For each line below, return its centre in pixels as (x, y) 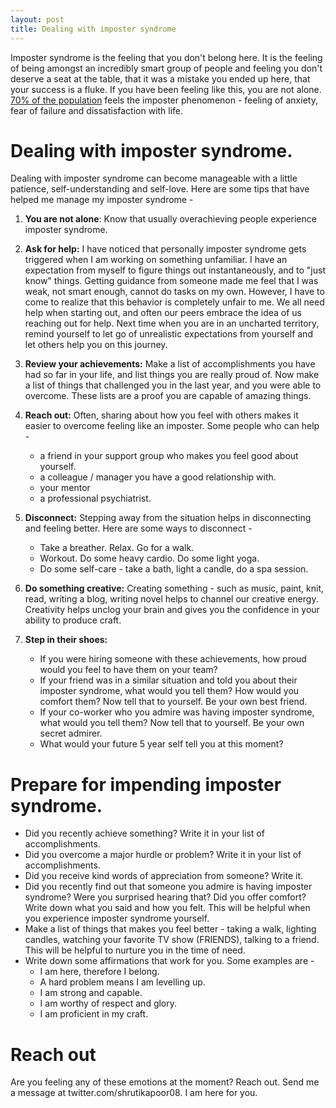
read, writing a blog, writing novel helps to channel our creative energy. (171, 599)
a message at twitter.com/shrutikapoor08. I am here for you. (134, 1093)
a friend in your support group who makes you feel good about (169, 456)
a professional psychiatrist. (95, 498)
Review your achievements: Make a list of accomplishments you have (170, 364)
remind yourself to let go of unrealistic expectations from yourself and (168, 334)
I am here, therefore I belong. (99, 972)
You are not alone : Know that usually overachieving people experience (170, 219)
